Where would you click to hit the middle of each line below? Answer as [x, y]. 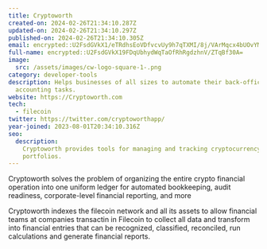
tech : [17, 104]
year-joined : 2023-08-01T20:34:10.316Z [74, 126]
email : [19, 45]
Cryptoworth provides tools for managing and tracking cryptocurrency [142, 149]
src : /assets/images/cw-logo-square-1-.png [88, 68]
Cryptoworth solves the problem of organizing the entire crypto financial [127, 179]
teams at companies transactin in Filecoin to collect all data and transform [129, 220]
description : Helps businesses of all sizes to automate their [115, 82]
